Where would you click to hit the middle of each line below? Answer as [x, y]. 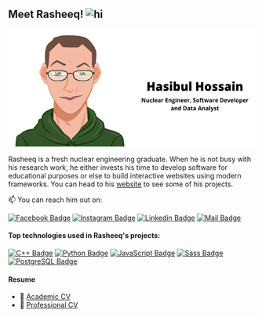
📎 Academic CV [45, 297]
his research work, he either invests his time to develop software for [118, 167]
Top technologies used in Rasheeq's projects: [84, 236]
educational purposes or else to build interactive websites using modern [125, 175]
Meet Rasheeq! [46, 14]
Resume [22, 279]
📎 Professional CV [49, 305]
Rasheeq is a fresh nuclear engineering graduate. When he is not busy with [130, 159]
